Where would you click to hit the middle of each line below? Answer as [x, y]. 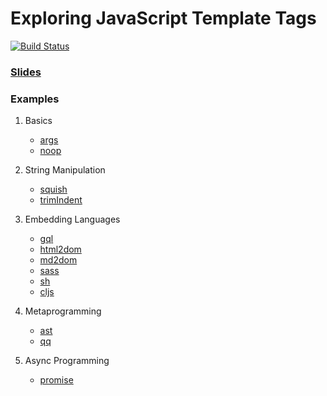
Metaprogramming [63, 311]
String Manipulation [65, 170]
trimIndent [61, 200]
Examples [35, 99]
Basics [38, 121]
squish [53, 189]
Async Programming [67, 361]
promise [56, 380]
